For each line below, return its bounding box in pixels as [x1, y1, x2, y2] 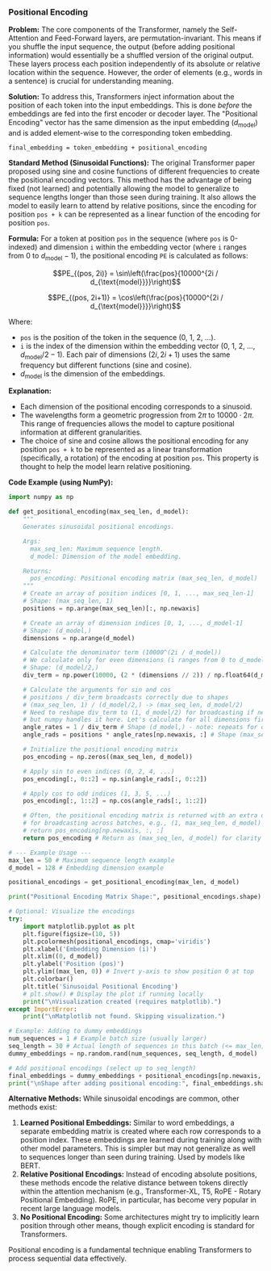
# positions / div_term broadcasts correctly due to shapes [23, 693, 229, 701]
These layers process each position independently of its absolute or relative [8, 59, 261, 69]
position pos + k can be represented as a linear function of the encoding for [8, 209, 261, 220]
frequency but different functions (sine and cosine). [19, 360, 192, 370]
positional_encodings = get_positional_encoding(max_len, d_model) [8, 879, 240, 887]
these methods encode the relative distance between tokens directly [19, 1178, 248, 1188]
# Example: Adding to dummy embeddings [8, 1027, 143, 1035]
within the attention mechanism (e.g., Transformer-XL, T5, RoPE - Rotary [19, 1186, 261, 1197]
